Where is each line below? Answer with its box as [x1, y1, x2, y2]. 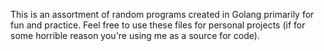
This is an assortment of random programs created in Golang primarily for [10, 9, 315, 20]
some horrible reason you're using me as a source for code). [10, 30, 260, 41]
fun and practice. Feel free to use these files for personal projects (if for [10, 19, 306, 31]
